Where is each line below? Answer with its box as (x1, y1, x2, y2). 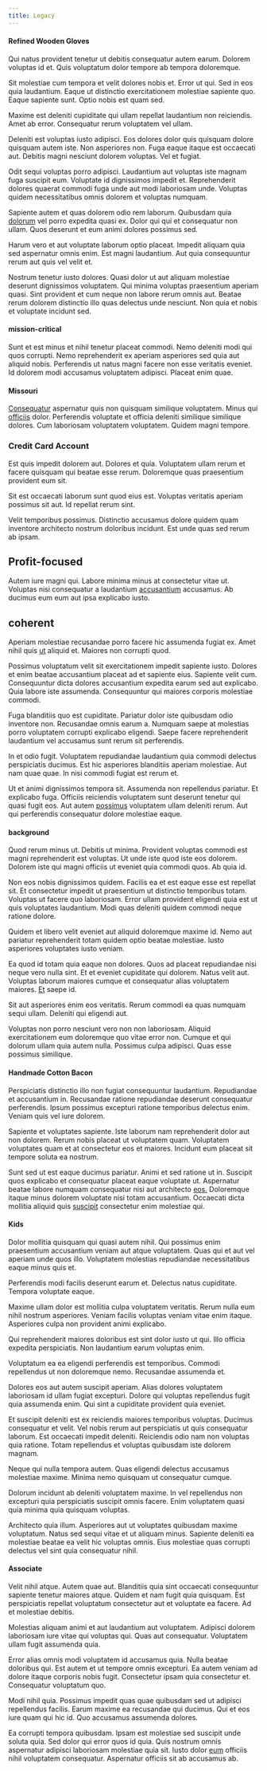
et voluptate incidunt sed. (8, 306, 91, 316)
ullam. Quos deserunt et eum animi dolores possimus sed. (8, 224, 199, 234)
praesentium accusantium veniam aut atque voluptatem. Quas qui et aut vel (8, 1246, 256, 1255)
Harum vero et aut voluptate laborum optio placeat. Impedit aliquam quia (8, 240, 246, 250)
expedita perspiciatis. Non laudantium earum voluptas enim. (8, 1343, 205, 1352)
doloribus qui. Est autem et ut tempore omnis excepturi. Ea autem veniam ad (8, 1663, 258, 1673)
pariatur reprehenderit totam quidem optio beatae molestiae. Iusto (8, 935, 225, 945)
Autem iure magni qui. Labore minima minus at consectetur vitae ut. (8, 576, 230, 586)
